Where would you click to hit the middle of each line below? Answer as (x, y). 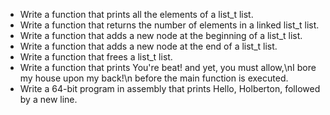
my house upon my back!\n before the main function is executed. (154, 78)
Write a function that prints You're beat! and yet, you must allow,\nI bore (168, 67)
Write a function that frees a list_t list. (96, 57)
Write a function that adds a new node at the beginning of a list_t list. (161, 35)
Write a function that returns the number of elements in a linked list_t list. (169, 25)
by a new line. (48, 99)
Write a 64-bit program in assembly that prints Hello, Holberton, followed (170, 88)
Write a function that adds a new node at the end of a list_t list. (148, 46)
